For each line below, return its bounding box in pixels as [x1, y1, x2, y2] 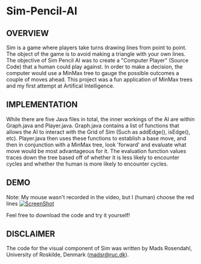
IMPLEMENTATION [6, 100, 78, 110]
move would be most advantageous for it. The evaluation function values [6, 147, 187, 154]
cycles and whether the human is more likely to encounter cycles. [6, 160, 169, 167]
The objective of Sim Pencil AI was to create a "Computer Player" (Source [6, 57, 189, 64]
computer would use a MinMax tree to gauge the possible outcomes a [6, 70, 179, 76]
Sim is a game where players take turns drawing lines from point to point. [6, 44, 187, 51]
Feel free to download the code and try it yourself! [6, 211, 130, 218]
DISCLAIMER [6, 229, 55, 239]
